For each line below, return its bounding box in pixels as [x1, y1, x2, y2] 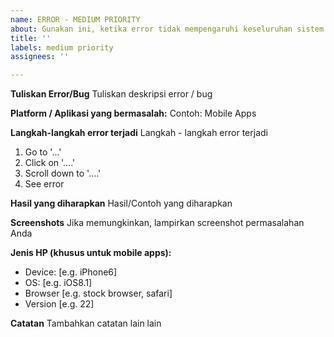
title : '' [10, 33, 52, 43]
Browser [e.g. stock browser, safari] [24, 287, 173, 300]
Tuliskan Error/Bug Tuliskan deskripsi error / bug [10, 88, 213, 100]
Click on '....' [24, 157, 76, 169]
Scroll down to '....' [24, 167, 102, 180]
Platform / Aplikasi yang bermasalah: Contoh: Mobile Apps [10, 107, 257, 120]
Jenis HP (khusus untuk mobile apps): [10, 247, 172, 259]
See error [24, 178, 65, 190]
